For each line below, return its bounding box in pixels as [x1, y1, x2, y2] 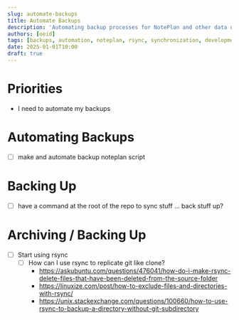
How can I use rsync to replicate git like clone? [28, 258, 165, 267]
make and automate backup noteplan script [17, 152, 146, 161]
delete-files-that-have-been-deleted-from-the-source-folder [38, 274, 218, 282]
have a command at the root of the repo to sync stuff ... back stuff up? [17, 201, 224, 210]
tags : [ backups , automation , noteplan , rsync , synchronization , [7, 37, 202, 44]
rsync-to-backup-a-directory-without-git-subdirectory [38, 304, 199, 313]
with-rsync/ [38, 289, 73, 297]
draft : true [7, 50, 43, 58]
